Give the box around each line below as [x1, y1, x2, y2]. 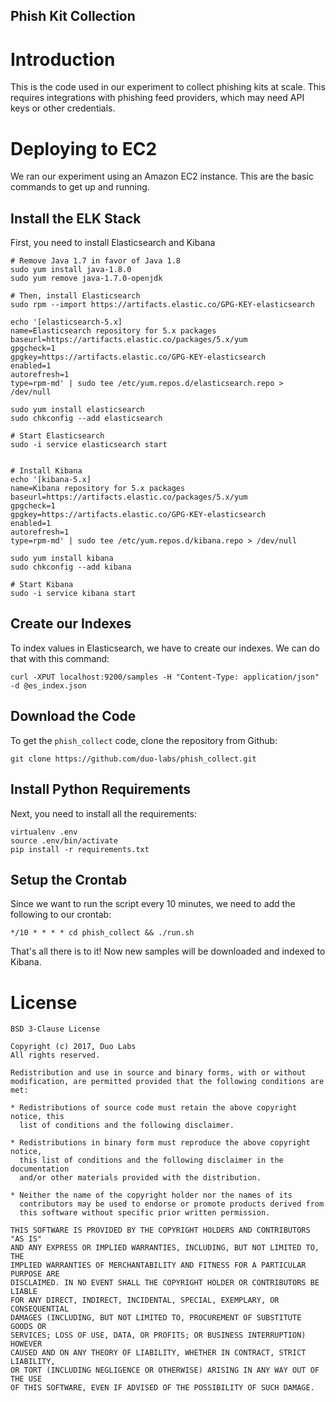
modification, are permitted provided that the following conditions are [10, 1077, 325, 1087]
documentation [10, 1164, 70, 1174]
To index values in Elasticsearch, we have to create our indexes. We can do [10, 642, 320, 654]
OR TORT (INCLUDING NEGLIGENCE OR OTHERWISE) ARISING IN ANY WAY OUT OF [10, 1365, 320, 1376]
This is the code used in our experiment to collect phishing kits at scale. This [10, 81, 326, 93]
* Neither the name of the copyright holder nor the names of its [10, 1190, 293, 1201]
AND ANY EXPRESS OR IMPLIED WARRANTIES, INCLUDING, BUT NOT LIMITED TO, [10, 1243, 320, 1253]
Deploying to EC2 [10, 137, 158, 160]
